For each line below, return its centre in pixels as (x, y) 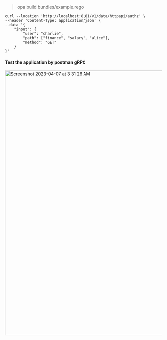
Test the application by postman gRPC (45, 62)
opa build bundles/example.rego (50, 7)
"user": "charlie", (43, 34)
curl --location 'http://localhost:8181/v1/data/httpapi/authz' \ (75, 16)
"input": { (25, 29)
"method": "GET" (40, 42)
